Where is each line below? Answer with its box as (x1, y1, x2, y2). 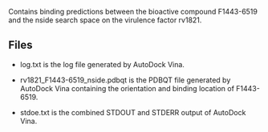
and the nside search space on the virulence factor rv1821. (8, 15, 202, 25)
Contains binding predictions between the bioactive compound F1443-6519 (8, 7, 258, 16)
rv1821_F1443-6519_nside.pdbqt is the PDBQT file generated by (19, 75, 231, 85)
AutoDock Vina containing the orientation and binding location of (19, 83, 235, 93)
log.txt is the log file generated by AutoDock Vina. (19, 59, 185, 69)
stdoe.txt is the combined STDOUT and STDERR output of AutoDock (19, 107, 246, 117)
